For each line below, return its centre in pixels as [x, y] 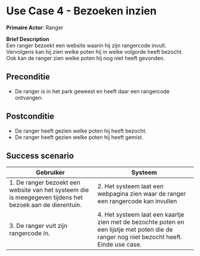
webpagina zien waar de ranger [142, 194]
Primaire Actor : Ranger [35, 27]
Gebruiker [50, 172]
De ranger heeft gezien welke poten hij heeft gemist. [79, 137]
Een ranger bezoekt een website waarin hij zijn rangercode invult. [86, 45]
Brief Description [28, 39]
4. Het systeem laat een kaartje [141, 215]
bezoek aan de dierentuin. [46, 205]
